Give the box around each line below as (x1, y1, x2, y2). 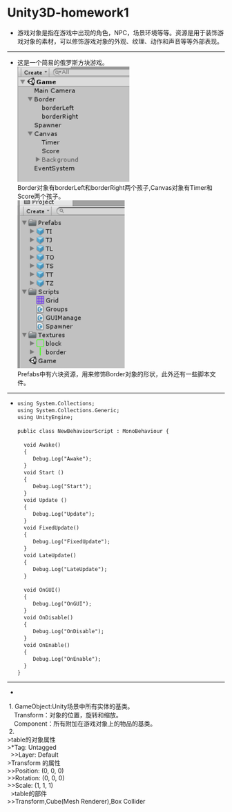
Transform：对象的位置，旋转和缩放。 (13, 710, 122, 719)
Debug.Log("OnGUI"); (32, 600, 92, 607)
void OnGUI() (23, 586, 61, 593)
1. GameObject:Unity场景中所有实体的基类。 (8, 702, 134, 710)
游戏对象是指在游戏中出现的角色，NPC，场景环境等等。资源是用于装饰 (17, 28, 218, 37)
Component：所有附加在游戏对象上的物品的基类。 (13, 719, 157, 728)
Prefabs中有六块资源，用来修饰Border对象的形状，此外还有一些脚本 (17, 369, 211, 378)
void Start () (23, 469, 64, 476)
